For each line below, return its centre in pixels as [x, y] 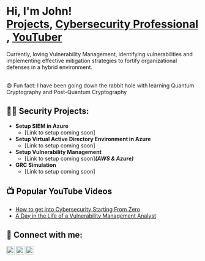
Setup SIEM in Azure [42, 126]
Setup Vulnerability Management [58, 152]
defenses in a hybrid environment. [50, 67]
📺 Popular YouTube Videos [59, 192]
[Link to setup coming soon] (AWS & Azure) [79, 158]
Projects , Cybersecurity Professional [102, 24]
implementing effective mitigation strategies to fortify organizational [92, 61]
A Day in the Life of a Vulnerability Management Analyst [85, 216]
